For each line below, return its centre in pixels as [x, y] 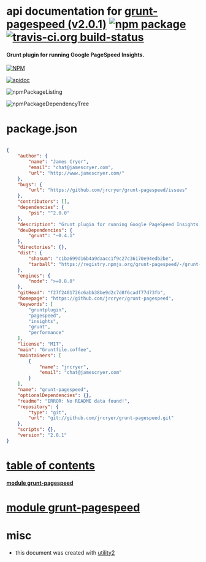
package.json [42, 128]
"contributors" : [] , [44, 202]
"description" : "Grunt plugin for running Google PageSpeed [96, 224]
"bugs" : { [30, 184]
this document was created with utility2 [65, 552]
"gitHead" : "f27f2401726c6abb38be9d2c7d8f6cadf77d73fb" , [92, 293]
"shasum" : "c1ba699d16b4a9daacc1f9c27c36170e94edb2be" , [101, 259]
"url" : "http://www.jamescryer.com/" [76, 173]
